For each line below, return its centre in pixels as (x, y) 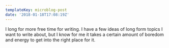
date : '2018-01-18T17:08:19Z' (37, 15)
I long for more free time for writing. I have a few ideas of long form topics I (84, 29)
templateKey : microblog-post (36, 10)
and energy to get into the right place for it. (50, 40)
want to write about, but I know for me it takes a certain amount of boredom (84, 34)
